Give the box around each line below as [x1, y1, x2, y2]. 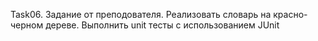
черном [10, 19, 44, 31]
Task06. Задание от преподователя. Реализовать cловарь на [10, 9, 272, 20]
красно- [273, 9, 308, 20]
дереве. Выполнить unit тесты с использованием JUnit [45, 19, 280, 31]
